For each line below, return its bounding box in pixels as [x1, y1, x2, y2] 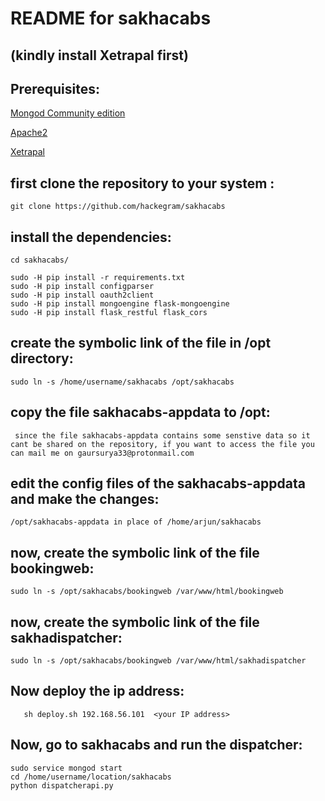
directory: [10, 350, 74, 367]
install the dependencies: [10, 228, 172, 246]
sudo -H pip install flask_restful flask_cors [10, 308, 208, 318]
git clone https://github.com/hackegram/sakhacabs [10, 202, 226, 212]
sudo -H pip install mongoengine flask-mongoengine [10, 299, 230, 309]
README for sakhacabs [10, 7, 212, 30]
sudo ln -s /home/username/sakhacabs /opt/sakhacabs [10, 377, 235, 387]
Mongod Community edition [10, 107, 126, 119]
